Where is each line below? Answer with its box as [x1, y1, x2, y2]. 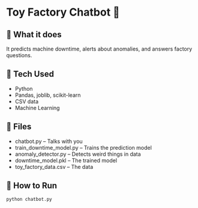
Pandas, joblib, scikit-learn [14, 91, 81, 99]
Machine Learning [14, 104, 60, 111]
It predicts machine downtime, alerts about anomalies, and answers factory [6, 45, 193, 52]
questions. [6, 52, 32, 59]
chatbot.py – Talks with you [14, 138, 83, 145]
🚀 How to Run [6, 180, 58, 191]
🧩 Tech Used [6, 69, 54, 79]
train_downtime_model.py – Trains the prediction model [14, 144, 152, 151]
